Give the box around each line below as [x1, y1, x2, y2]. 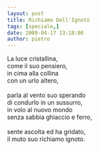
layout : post [7, 10, 44, 17]
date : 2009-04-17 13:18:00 [7, 29, 84, 36]
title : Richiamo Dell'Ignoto [7, 17, 90, 23]
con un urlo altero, [7, 76, 59, 85]
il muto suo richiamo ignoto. [7, 135, 85, 143]
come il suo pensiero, [7, 62, 68, 70]
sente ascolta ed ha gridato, [7, 128, 86, 136]
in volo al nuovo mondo [7, 106, 73, 114]
